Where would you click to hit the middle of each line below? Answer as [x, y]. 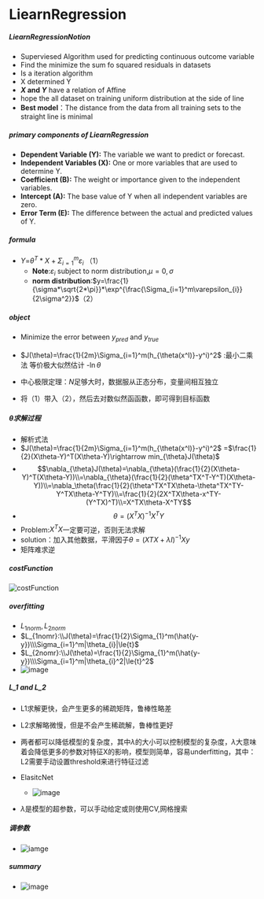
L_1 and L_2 [27, 687]
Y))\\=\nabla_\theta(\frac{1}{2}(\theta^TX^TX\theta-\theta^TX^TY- [139, 486]
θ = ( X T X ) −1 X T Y [139, 515]
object [20, 317]
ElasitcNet [37, 777]
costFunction [31, 568]
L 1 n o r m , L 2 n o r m [43, 626]
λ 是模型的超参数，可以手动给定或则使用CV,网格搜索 [104, 808]
